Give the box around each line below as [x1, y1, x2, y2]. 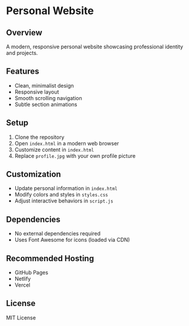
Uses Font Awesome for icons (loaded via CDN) [14, 237, 130, 244]
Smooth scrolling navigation [14, 94, 82, 101]
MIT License [6, 314, 36, 321]
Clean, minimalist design [14, 82, 75, 89]
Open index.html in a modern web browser [14, 139, 119, 147]
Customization [6, 169, 62, 179]
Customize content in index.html [14, 146, 95, 153]
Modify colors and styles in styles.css [14, 191, 109, 198]
